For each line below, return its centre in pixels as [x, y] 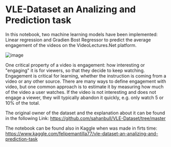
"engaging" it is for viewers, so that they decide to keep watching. [75, 70]
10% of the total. [23, 103]
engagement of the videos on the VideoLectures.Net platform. [71, 45]
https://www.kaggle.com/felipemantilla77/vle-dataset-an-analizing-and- [82, 133]
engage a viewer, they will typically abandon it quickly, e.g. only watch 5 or [84, 97]
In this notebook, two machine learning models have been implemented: [82, 34]
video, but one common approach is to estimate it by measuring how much [84, 87]
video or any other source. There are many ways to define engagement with [86, 81]
